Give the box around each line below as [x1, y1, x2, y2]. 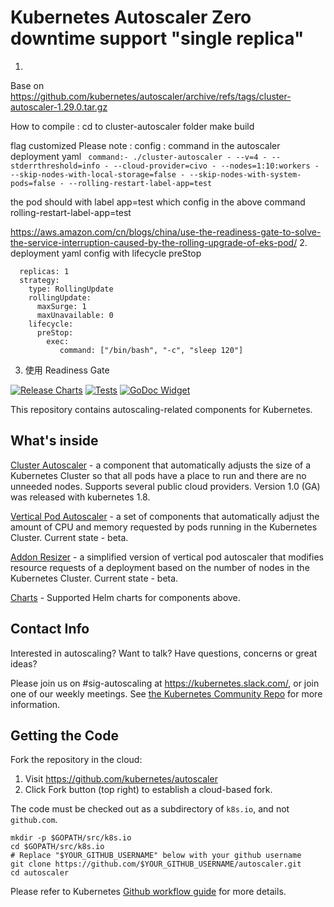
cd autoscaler [10, 868, 70, 878]
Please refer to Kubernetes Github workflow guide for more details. [10, 886, 287, 898]
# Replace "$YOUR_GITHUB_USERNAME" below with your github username [10, 851, 302, 861]
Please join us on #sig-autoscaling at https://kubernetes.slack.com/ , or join [10, 677, 320, 689]
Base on [10, 79, 45, 91]
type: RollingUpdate [28, 284, 114, 294]
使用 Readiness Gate [24, 364, 110, 376]
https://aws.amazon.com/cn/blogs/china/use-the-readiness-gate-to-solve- [10, 226, 322, 238]
